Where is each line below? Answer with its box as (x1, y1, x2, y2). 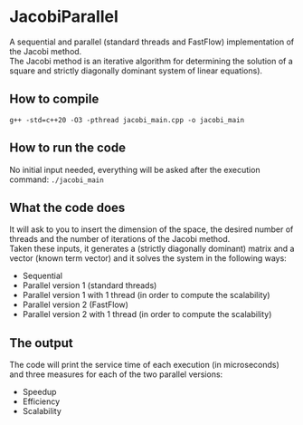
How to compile (9, 92, 99, 107)
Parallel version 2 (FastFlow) (22, 299, 129, 310)
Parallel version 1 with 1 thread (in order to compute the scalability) (22, 290, 270, 301)
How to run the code (9, 140, 127, 156)
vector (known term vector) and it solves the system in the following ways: (9, 253, 287, 264)
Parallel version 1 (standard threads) (22, 280, 157, 291)
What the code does (9, 199, 126, 215)
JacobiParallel (9, 6, 119, 27)
